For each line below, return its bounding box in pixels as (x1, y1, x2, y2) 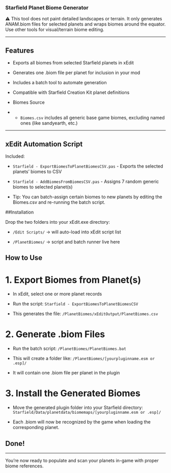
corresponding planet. (12, 424, 60, 431)
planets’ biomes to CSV (12, 168, 62, 175)
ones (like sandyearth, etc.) (20, 120, 78, 126)
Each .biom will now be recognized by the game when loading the (12, 419, 151, 425)
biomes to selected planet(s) (12, 183, 73, 190)
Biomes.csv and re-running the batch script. (12, 199, 105, 205)
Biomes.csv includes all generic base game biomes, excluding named (20, 114, 165, 121)
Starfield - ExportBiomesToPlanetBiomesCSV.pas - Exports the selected (12, 163, 163, 169)
